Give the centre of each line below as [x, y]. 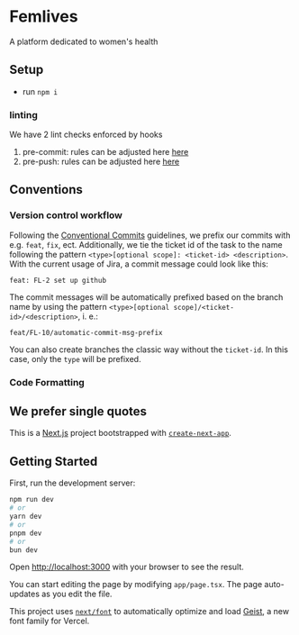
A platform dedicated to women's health [84, 41]
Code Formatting [47, 382]
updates [25, 594]
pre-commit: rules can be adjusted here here [105, 152]
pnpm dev [26, 533]
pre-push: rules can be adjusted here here [101, 162]
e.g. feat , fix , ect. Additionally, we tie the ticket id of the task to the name [146, 244]
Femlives [44, 17]
